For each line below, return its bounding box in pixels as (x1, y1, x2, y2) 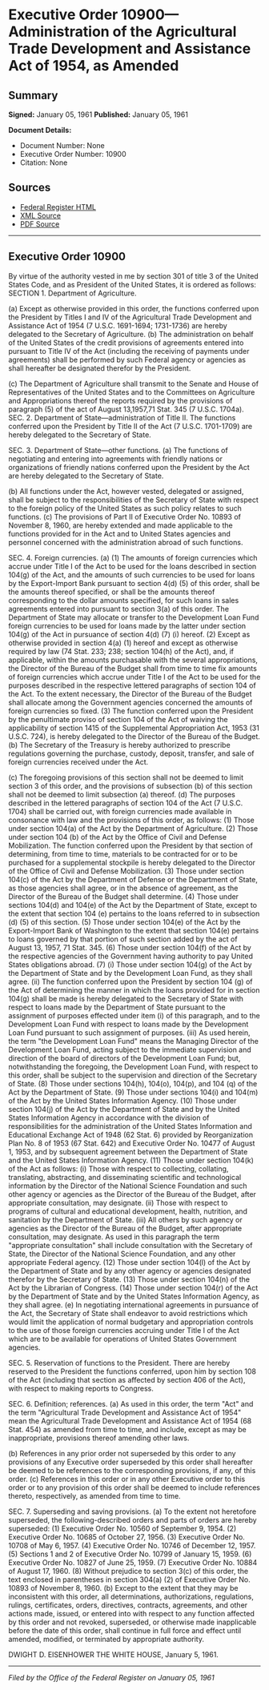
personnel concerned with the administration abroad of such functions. (8, 537, 243, 547)
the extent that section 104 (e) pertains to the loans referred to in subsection (8, 909, 260, 918)
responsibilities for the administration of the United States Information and (8, 1121, 252, 1130)
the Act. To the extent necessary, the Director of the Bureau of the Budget (8, 688, 252, 698)
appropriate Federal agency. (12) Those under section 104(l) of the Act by (8, 1257, 251, 1266)
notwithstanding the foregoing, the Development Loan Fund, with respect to (8, 1062, 259, 1071)
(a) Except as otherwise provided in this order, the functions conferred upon (8, 303, 259, 313)
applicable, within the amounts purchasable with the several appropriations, (8, 655, 259, 664)
